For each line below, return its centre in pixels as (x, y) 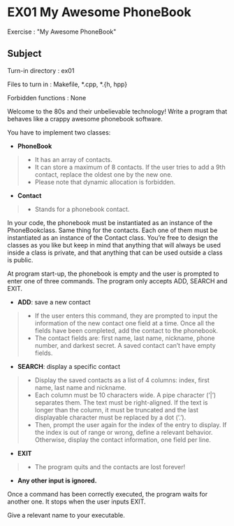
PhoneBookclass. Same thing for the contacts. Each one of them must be (112, 230)
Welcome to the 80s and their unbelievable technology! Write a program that (117, 111)
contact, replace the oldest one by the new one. (104, 174)
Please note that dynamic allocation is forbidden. (105, 182)
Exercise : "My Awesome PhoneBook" (62, 32)
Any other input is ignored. (57, 480)
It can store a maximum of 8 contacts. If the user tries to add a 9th (130, 167)
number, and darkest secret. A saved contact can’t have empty (125, 345)
